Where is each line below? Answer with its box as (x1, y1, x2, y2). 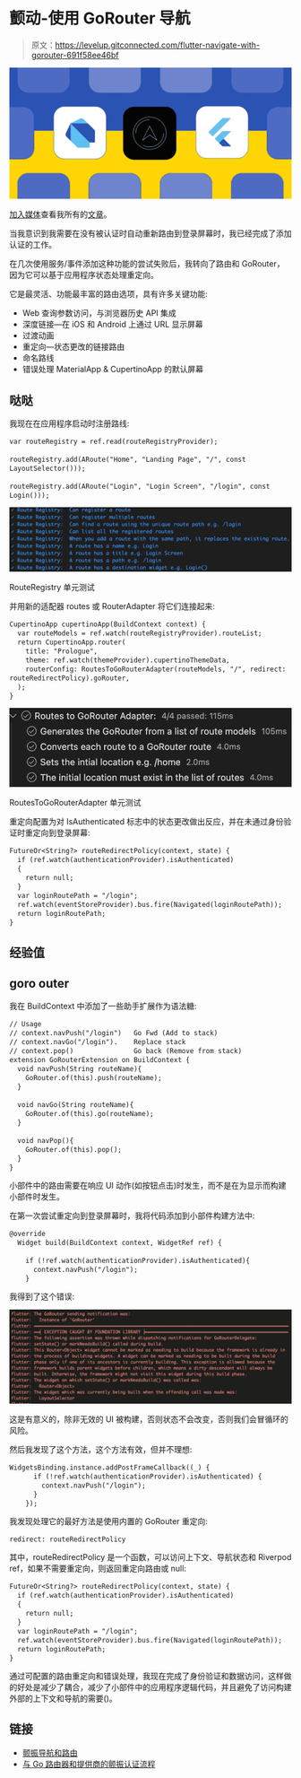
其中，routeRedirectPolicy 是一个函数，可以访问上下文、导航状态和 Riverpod (9, 1551, 292, 1562)
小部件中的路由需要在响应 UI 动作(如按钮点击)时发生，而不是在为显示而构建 (9, 1181, 287, 1191)
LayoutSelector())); (9, 464, 87, 474)
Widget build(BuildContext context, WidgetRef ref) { (17, 1239, 222, 1248)
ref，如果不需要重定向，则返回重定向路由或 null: (9, 1563, 186, 1573)
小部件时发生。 (9, 1191, 64, 1202)
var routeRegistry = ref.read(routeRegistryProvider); (9, 437, 219, 447)
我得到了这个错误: (9, 1291, 75, 1302)
